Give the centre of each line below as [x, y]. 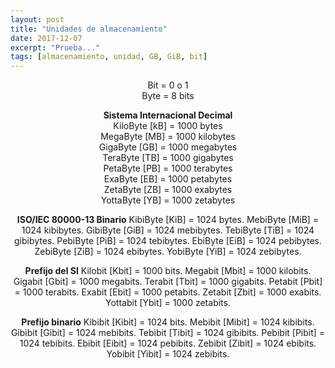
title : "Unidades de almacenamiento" [89, 29]
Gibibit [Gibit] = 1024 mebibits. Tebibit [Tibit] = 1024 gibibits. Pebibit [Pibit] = [168, 333]
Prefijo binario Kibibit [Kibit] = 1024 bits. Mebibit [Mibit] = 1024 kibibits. [168, 322]
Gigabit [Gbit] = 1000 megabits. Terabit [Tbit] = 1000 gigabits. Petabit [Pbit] [168, 282]
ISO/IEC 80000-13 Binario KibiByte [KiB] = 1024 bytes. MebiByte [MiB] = [168, 220]
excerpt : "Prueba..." [55, 47]
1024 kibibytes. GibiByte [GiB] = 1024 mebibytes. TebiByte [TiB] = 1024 [168, 230]
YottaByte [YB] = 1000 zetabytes [168, 200]
